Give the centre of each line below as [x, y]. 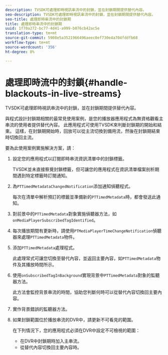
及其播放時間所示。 [37, 265]
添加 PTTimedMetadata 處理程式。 [45, 248]
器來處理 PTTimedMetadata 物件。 [45, 237]
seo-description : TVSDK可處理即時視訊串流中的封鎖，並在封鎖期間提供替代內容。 [80, 15]
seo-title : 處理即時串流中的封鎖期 [38, 19]
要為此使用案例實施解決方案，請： [40, 148]
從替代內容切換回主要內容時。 [51, 347]
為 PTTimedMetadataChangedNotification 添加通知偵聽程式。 [73, 187]
